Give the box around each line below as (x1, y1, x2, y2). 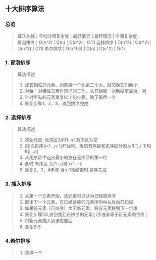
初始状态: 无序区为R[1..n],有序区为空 (24, 137, 98, 143)
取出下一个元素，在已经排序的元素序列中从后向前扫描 (24, 199, 134, 205)
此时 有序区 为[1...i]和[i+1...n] (24, 161, 83, 167)
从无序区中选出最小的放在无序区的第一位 (24, 154, 107, 160)
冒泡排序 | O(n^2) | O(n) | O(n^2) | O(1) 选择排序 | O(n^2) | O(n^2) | (17, 39, 152, 45)
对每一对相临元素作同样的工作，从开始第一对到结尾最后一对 (24, 88, 147, 94)
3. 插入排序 (5, 181, 32, 188)
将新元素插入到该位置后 (24, 217, 73, 223)
